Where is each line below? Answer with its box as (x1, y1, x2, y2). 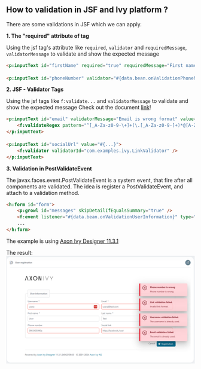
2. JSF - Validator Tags (6, 86, 64, 93)
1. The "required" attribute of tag (6, 32, 90, 39)
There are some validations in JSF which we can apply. (6, 20, 142, 28)
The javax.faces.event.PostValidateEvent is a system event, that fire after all (6, 176, 193, 184)
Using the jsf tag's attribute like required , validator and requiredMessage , (6, 44, 187, 51)
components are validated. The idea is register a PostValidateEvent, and (6, 182, 184, 190)
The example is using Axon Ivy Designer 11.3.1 (6, 237, 118, 245)
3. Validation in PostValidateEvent (6, 164, 92, 172)
